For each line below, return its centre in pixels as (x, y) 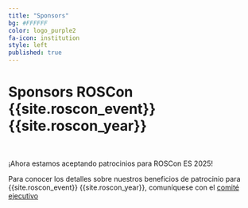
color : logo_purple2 (43, 30)
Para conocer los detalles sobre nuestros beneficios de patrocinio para (124, 179)
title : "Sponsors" (39, 16)
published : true (35, 53)
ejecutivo (23, 195)
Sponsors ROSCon (71, 92)
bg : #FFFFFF (28, 23)
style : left (28, 45)
